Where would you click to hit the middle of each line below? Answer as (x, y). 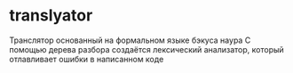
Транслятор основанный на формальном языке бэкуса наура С (130, 40)
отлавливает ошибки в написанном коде (87, 59)
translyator (51, 16)
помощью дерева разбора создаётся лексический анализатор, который (146, 49)
